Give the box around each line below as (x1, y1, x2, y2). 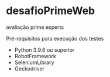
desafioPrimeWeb (6, 4, 95, 18)
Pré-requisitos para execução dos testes (6, 35, 104, 42)
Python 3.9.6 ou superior (14, 46, 75, 53)
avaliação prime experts (6, 24, 64, 31)
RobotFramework (14, 52, 57, 59)
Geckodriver (14, 65, 45, 72)
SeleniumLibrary (14, 59, 54, 66)
